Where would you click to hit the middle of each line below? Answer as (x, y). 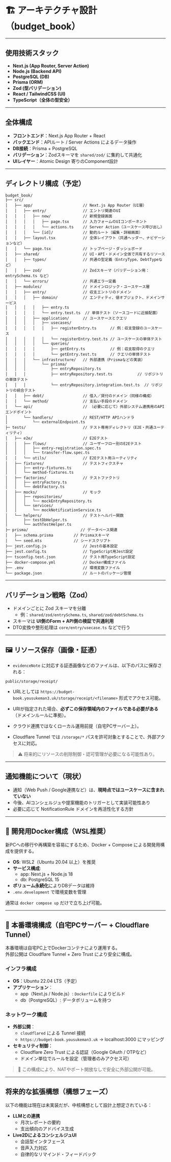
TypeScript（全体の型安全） (42, 100)
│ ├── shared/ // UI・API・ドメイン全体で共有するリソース (85, 254)
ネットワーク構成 (26, 1014)
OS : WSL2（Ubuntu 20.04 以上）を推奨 (54, 862)
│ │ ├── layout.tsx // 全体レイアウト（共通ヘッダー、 (76, 238)
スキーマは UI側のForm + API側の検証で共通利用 (63, 621)
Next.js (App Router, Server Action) (51, 66)
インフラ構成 (21, 969)
